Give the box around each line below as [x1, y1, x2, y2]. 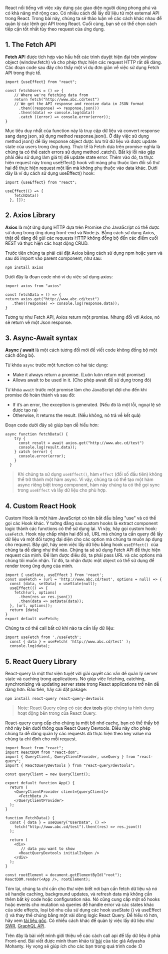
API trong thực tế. [5, 70, 41, 76]
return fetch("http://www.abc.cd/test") [14, 97, 99, 102]
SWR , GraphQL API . [5, 923, 46, 929]
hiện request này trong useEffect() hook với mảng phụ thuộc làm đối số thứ [5, 159, 160, 165]
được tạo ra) [12, 407, 38, 413]
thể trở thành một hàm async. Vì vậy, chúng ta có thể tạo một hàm [17, 476, 153, 483]
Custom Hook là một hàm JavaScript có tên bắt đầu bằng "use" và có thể [5, 515, 156, 521]
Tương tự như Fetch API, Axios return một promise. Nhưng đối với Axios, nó [5, 314, 160, 320]
